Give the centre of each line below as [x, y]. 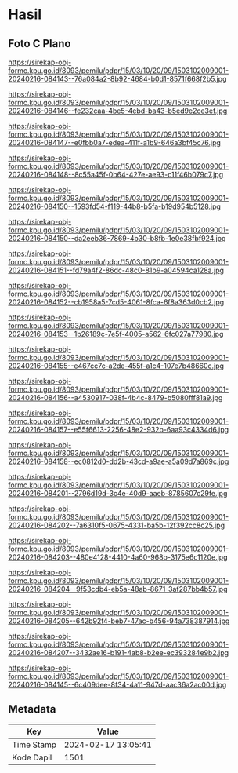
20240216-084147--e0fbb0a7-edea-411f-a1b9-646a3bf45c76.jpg [115, 142]
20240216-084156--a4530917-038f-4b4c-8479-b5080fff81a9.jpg [115, 397]
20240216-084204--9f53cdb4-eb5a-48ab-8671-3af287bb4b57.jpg [118, 589]
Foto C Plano [40, 44]
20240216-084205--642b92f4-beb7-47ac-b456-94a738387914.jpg [119, 621]
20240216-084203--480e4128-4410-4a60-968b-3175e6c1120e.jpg [118, 557]
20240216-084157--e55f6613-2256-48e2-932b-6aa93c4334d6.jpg [119, 430]
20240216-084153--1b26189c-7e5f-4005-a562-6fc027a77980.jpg [116, 334]
